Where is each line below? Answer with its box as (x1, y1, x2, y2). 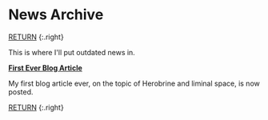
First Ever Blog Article (8, 62, 82, 73)
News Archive (8, 6, 104, 24)
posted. (8, 86, 34, 97)
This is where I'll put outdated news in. (8, 47, 136, 57)
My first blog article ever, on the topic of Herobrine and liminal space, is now (8, 78, 260, 88)
